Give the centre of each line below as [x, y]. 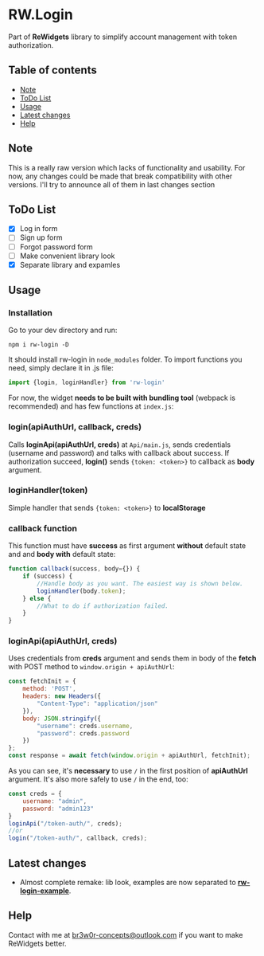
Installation [31, 313]
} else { [37, 598]
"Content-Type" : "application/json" [97, 704]
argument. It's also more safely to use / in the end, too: [98, 779]
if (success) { [48, 576]
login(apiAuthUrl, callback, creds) [75, 427]
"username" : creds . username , [85, 726]
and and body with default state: [62, 554]
